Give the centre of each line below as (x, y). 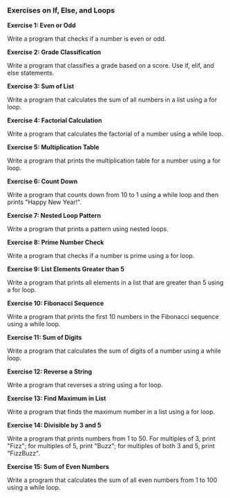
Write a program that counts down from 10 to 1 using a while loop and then (113, 195)
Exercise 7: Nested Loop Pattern (54, 216)
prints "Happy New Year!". (45, 202)
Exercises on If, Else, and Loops (61, 10)
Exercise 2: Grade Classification (54, 52)
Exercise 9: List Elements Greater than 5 (66, 269)
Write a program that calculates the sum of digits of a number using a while (114, 351)
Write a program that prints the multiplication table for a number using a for (114, 160)
